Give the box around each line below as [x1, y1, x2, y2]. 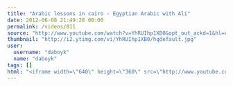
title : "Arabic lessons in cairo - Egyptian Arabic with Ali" [7, 10, 191, 17]
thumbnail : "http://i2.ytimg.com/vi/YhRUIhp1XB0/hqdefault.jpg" [7, 36, 197, 43]
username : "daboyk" [13, 49, 70, 56]
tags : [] [7, 62, 33, 69]
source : [7, 29, 30, 37]
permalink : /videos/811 [7, 23, 76, 30]
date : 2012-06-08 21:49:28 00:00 [7, 17, 104, 24]
